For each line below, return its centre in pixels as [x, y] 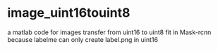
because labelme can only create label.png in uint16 [83, 39]
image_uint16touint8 [69, 13]
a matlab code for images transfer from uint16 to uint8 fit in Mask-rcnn [109, 32]
